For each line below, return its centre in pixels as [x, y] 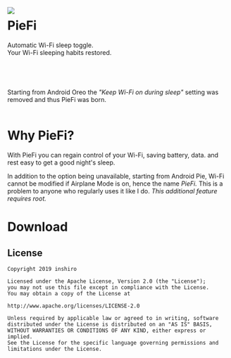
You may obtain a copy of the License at [69, 294]
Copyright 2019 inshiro [42, 269]
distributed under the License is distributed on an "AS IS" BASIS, [110, 325]
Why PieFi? [41, 135]
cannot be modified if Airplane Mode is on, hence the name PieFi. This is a [115, 184]
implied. [20, 337]
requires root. [27, 199]
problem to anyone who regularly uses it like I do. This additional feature [112, 191]
